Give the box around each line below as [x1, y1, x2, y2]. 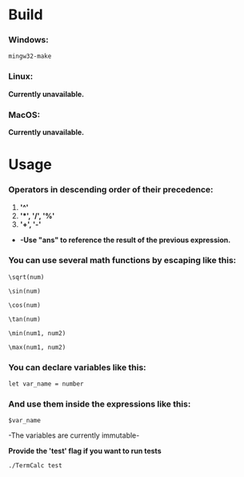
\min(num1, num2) [8, 329, 66, 338]
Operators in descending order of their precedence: [8, 184, 214, 196]
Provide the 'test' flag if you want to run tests [8, 447, 162, 456]
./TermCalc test [8, 462, 62, 470]
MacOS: [8, 109, 41, 120]
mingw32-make [8, 52, 52, 61]
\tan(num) [8, 315, 42, 323]
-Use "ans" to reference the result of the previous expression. [19, 235, 231, 245]
